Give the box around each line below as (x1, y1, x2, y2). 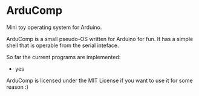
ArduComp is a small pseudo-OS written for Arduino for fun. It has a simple (6, 35, 194, 42)
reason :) (6, 83, 29, 91)
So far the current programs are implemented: (6, 53, 121, 60)
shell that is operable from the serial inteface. (6, 42, 119, 49)
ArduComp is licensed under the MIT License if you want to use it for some (6, 77, 193, 84)
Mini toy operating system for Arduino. (6, 24, 102, 31)
